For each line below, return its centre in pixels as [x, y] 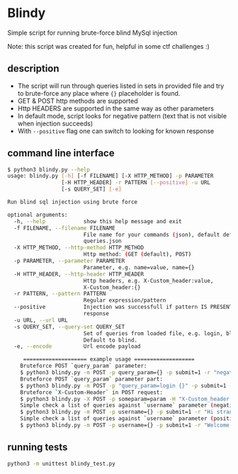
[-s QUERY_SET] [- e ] [91, 189]
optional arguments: [38, 215]
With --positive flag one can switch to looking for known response [116, 131]
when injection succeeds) [55, 123]
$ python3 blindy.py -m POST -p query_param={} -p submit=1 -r [115, 373]
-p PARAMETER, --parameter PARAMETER [69, 261]
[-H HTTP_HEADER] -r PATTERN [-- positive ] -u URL [136, 183]
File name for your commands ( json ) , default [152, 235]
